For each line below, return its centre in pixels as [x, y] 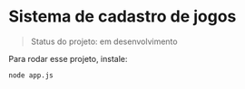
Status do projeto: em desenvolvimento [104, 41]
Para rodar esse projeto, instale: [68, 58]
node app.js [31, 75]
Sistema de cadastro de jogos [122, 17]
